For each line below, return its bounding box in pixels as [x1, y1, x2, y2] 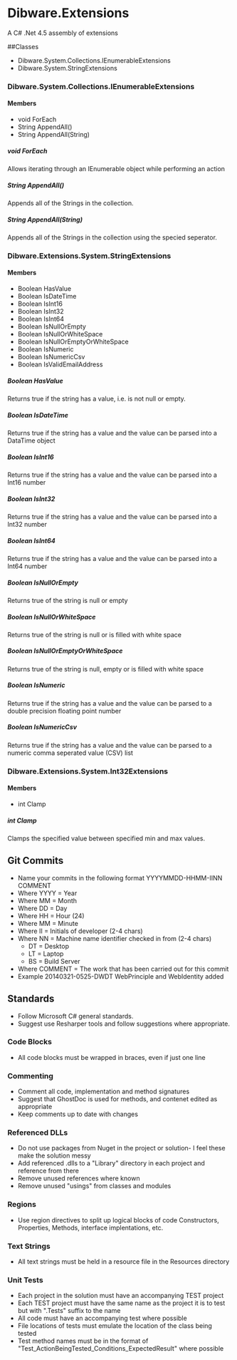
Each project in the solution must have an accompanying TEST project [17, 1292, 224, 1300]
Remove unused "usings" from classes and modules [17, 1182, 172, 1190]
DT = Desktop [28, 942, 70, 950]
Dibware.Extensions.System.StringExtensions [7, 251, 172, 261]
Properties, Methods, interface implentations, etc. [17, 1223, 164, 1232]
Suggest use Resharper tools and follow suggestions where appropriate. [17, 1019, 230, 1028]
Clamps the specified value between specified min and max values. [7, 834, 205, 843]
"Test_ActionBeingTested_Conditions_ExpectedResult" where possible [17, 1344, 224, 1353]
